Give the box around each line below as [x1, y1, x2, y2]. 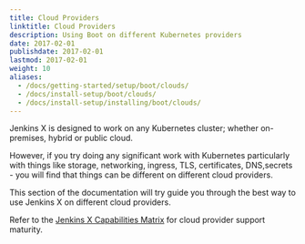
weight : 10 [9, 65, 51, 74]
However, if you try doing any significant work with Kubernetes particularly [9, 150, 290, 161]
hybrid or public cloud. [48, 133, 134, 144]
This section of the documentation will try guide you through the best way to [9, 188, 296, 198]
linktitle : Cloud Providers [9, 22, 117, 31]
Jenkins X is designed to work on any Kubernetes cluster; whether [9, 123, 259, 134]
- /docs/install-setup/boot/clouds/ [17, 89, 157, 98]
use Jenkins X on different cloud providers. [9, 197, 171, 208]
